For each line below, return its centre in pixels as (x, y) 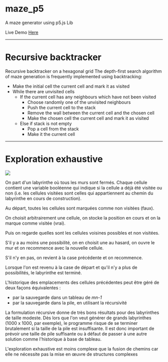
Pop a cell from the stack (53, 129)
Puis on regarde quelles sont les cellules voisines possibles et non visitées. (82, 233)
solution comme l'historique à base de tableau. (53, 339)
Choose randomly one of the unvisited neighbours (79, 102)
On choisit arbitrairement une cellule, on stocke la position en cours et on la (83, 218)
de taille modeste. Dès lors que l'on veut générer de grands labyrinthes (78, 318)
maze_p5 (24, 9)
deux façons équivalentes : (33, 288)
